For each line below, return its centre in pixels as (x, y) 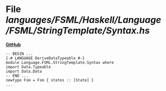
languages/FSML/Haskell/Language (84, 20)
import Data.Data (24, 71)
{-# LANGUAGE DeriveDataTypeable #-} (45, 58)
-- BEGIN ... (19, 54)
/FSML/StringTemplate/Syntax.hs (78, 31)
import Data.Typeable (28, 67)
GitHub (13, 44)
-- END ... (17, 76)
